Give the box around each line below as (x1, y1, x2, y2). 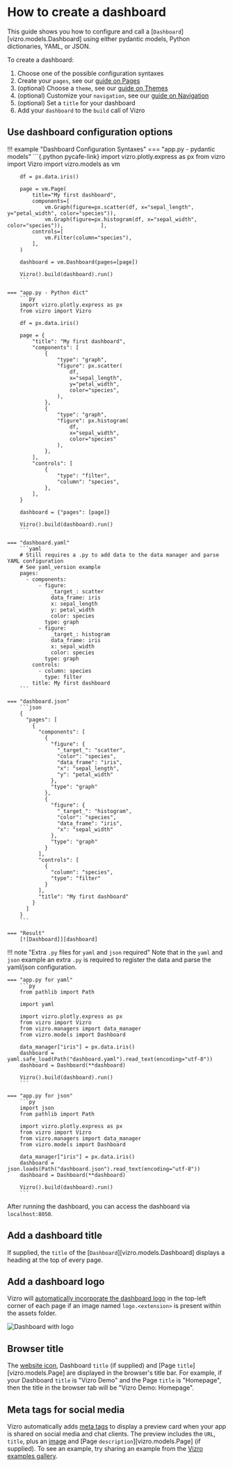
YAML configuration (7, 557, 64, 565)
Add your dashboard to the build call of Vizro (17, 106, 145, 114)
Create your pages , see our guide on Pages (17, 76, 140, 84)
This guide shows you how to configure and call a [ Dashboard (7, 27, 182, 36)
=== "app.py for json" (7, 1092, 73, 1099)
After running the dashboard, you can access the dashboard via (7, 1202, 190, 1210)
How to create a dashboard (7, 4, 167, 20)
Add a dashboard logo (7, 1275, 105, 1287)
